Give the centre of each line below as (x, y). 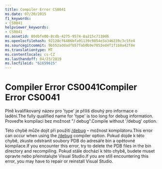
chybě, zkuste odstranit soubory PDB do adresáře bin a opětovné (70, 141)
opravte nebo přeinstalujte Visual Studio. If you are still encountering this (77, 156)
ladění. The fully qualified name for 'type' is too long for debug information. (79, 116)
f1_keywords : (18, 18)
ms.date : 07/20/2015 (26, 14)
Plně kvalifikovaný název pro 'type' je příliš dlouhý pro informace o (71, 111)
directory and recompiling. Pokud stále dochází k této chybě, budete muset (80, 151)
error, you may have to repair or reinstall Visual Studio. (59, 161)
